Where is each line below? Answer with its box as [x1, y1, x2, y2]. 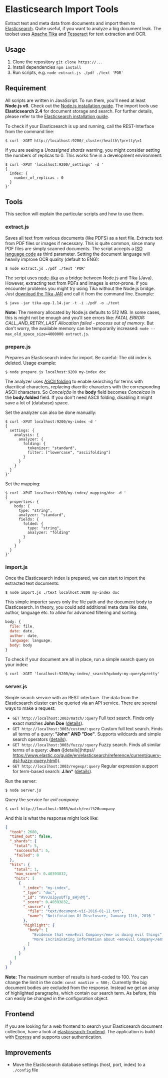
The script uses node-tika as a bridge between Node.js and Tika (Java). [5, 275, 153, 281]
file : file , [9, 624, 35, 629]
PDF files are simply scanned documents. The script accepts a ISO [5, 245, 143, 252]
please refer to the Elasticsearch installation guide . [5, 113, 109, 119]
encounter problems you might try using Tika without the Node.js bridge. [5, 285, 155, 291]
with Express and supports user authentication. [5, 1034, 102, 1040]
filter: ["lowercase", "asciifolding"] [27, 450, 111, 455]
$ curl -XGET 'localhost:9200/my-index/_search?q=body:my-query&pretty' [5, 672, 160, 677]
